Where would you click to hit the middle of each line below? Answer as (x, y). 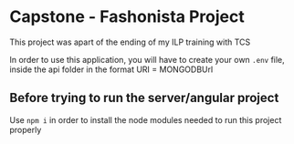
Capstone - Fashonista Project (127, 17)
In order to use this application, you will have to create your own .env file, (147, 59)
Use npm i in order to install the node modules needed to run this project (146, 119)
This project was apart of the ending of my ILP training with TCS (130, 42)
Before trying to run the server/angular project (144, 98)
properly (26, 129)
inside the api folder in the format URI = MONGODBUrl (111, 69)
